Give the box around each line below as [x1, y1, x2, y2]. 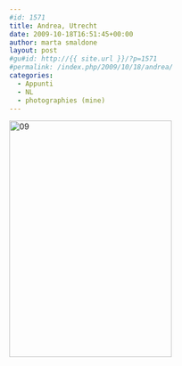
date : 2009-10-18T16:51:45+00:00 [9, 29, 134, 38]
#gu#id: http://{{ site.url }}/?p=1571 [9, 54, 158, 63]
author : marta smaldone [9, 37, 98, 47]
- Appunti [17, 79, 54, 88]
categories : [9, 71, 54, 80]
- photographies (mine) [17, 95, 105, 105]
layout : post [9, 46, 58, 55]
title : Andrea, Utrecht [9, 21, 98, 30]
